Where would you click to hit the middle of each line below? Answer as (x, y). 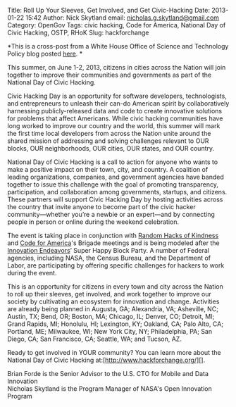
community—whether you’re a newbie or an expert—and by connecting (111, 214)
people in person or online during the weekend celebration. (93, 222)
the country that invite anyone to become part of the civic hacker (101, 207)
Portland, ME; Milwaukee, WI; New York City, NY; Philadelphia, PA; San (110, 331)
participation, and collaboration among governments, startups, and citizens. (117, 192)
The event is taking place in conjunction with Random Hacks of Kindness (113, 236)
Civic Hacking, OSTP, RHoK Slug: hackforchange (78, 32)
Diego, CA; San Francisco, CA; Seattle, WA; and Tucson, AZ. (94, 339)
